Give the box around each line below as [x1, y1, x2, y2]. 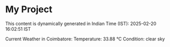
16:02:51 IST [5, 26, 31, 32]
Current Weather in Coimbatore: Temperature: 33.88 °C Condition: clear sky [5, 36, 165, 42]
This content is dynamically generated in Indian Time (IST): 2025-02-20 [5, 20, 157, 27]
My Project [5, 4, 53, 15]
